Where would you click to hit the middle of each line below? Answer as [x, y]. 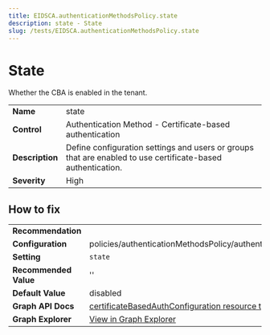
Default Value [39, 293]
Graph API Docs [43, 306]
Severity [29, 181]
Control [27, 129]
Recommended [42, 270]
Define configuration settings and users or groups [160, 148]
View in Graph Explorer [133, 320]
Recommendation [47, 231]
